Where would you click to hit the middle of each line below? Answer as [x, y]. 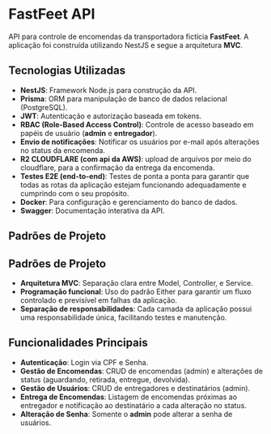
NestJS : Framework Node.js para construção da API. [108, 90]
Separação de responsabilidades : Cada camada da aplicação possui [136, 308]
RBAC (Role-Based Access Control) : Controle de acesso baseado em [137, 124]
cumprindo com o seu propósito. [74, 193]
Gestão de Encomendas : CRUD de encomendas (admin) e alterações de [141, 371]
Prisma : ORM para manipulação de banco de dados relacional [124, 99]
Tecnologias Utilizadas [67, 71]
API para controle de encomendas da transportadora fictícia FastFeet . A [129, 36]
